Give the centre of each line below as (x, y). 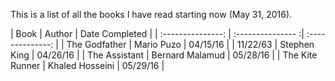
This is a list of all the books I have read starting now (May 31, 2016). (151, 14)
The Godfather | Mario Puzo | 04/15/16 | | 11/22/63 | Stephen (190, 44)
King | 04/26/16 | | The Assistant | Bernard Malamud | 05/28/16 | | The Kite (164, 55)
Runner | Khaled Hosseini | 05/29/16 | (87, 65)
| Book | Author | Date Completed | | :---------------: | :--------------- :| (157, 33)
